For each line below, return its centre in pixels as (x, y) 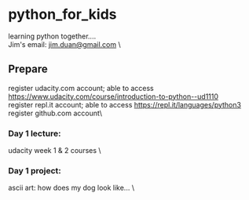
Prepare (28, 69)
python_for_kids (62, 15)
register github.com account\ (55, 113)
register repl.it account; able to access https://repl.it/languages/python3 (125, 104)
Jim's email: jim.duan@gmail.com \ (64, 44)
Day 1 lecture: (35, 133)
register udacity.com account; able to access (81, 88)
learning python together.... (52, 36)
